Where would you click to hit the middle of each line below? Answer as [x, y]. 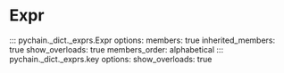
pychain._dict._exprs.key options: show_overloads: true [111, 59]
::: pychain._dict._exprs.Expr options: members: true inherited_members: [142, 40]
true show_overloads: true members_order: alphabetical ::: [117, 49]
